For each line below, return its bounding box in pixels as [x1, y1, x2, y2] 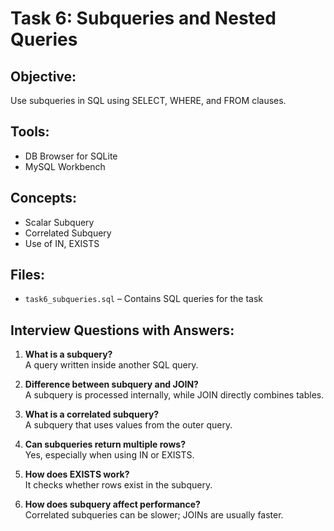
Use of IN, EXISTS [24, 237, 100, 249]
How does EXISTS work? [24, 468, 130, 481]
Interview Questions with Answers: [10, 322, 235, 339]
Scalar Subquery [24, 216, 95, 228]
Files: [10, 267, 45, 284]
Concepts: [10, 190, 77, 207]
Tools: [10, 123, 50, 141]
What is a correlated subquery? [24, 408, 160, 421]
